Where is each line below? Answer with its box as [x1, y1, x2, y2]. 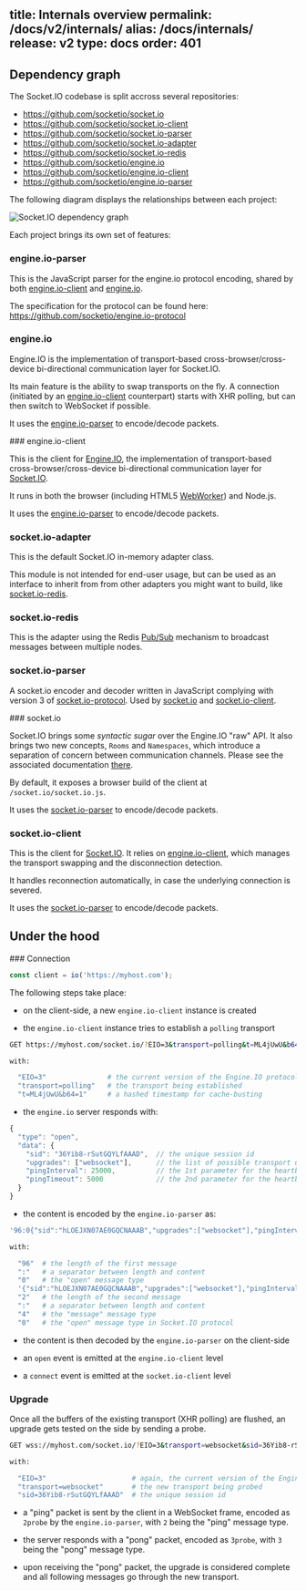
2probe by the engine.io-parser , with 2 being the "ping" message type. [22, 1517, 289, 1528]
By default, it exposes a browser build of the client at [9, 777, 208, 788]
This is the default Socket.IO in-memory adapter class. [9, 552, 214, 563]
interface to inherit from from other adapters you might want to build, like [9, 579, 283, 590]
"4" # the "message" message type [17, 1309, 157, 1318]
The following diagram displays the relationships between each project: [9, 194, 278, 205]
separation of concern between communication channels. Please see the [9, 749, 284, 760]
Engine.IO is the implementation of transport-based [9, 353, 202, 364]
